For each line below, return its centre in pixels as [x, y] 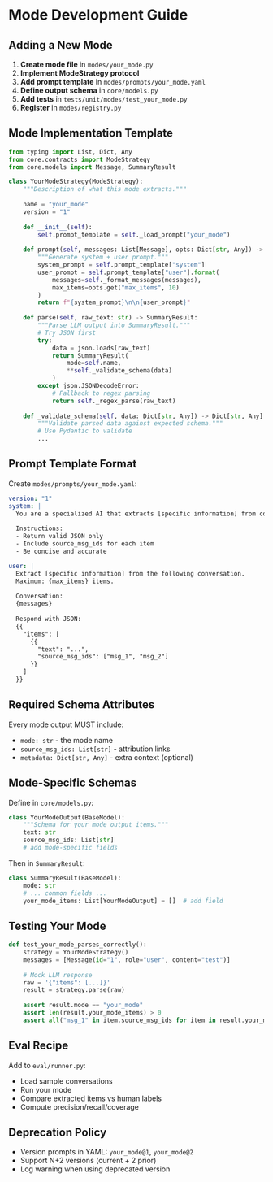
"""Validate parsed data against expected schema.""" [130, 424]
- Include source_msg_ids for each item [85, 544]
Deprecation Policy [58, 1133]
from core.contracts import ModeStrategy [80, 159]
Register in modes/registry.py [71, 108]
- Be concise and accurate [61, 551]
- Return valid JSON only [60, 537]
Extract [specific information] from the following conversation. [130, 574]
